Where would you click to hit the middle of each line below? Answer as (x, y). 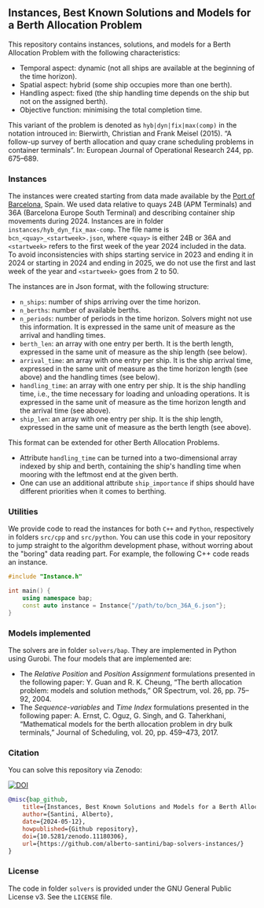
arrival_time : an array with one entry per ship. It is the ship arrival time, (136, 361)
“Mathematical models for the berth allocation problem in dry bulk (126, 725)
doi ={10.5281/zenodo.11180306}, (75, 836)
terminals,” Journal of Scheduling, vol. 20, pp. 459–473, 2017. (119, 732)
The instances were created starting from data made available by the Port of (132, 196)
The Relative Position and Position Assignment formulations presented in (137, 674)
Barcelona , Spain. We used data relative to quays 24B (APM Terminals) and (130, 205)
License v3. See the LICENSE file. (60, 896)
